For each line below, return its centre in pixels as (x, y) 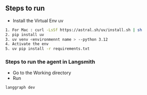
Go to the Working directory (42, 73)
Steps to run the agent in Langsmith (50, 62)
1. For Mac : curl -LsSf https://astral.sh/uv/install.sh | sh (74, 30)
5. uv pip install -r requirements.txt (48, 49)
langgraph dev (20, 88)
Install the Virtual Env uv (38, 20)
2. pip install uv (25, 35)
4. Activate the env (27, 44)
